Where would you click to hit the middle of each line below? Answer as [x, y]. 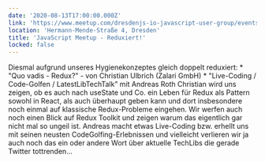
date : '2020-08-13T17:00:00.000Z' [65, 15]
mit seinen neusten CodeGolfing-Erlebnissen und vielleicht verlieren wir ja [129, 134]
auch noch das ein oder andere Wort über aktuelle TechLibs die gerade [124, 143]
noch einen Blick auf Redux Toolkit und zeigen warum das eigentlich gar [125, 118]
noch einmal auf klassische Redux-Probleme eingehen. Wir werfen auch [125, 109]
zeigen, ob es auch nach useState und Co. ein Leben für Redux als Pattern [129, 92]
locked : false [32, 45]
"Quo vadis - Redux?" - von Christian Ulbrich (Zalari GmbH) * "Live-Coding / [132, 76]
